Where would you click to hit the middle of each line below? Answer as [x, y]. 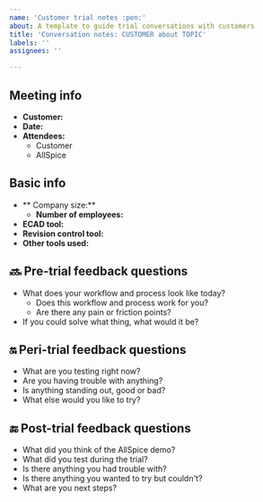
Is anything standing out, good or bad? [94, 391]
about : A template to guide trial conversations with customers [132, 26]
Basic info [38, 184]
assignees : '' [36, 51]
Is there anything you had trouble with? [95, 469]
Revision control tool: [63, 233]
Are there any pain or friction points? [104, 312]
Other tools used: [56, 242]
